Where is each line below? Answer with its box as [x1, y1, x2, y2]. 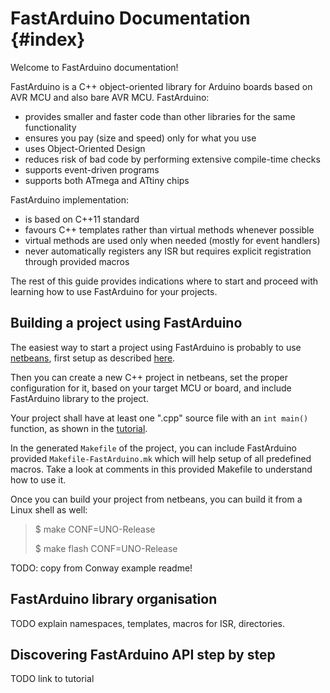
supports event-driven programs [24, 163, 160, 176]
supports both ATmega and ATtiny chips [24, 174, 190, 186]
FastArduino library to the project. [10, 392, 149, 404]
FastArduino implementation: [10, 193, 129, 206]
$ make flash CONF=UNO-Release [34, 542, 178, 554]
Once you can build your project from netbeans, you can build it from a [10, 493, 303, 505]
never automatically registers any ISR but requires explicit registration [24, 245, 312, 257]
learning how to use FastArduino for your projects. [10, 285, 218, 297]
